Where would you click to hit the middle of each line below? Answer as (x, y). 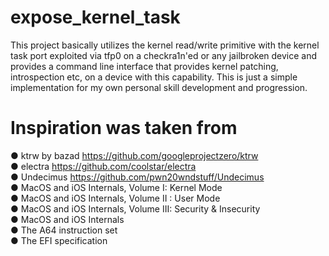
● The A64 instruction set (64, 230)
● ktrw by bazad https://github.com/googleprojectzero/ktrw (134, 155)
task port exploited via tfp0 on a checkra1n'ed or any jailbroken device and (164, 55)
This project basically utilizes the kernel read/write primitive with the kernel (165, 45)
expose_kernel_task (95, 17)
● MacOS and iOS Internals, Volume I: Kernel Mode (116, 187)
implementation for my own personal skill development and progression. (159, 87)
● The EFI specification (59, 240)
